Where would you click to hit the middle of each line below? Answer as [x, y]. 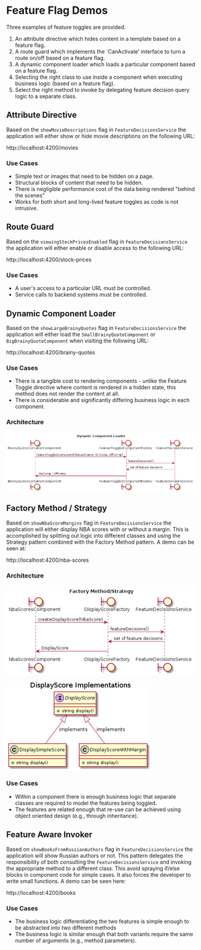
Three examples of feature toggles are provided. [66, 27]
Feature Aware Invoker [49, 835]
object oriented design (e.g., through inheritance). [76, 815]
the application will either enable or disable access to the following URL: [95, 248]
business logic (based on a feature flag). [65, 83]
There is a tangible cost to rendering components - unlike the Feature [101, 381]
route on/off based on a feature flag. [60, 58]
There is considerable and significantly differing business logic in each [102, 400]
